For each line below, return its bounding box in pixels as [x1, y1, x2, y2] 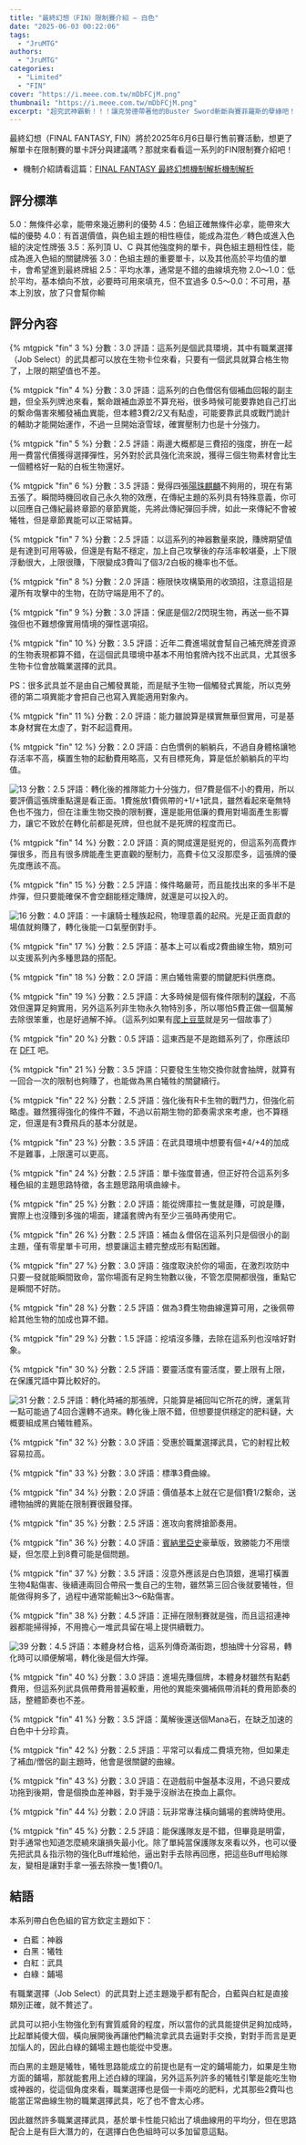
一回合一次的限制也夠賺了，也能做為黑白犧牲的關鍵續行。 [9, 1075, 225, 1086]
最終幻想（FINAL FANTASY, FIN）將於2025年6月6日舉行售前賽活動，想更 [9, 133, 285, 144]
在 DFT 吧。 [9, 1044, 55, 1055]
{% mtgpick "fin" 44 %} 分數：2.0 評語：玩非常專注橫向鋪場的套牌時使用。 [9, 1806, 291, 1817]
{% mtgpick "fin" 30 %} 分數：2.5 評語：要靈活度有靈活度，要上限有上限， [9, 1363, 291, 1374]
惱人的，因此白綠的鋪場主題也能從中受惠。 [16, 2041, 178, 2052]
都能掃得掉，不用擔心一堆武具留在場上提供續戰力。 [16, 1621, 209, 1632]
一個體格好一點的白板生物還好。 [9, 461, 129, 471]
